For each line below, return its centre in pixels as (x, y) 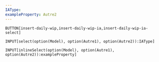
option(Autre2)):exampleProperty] (41, 54)
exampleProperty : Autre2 (31, 14)
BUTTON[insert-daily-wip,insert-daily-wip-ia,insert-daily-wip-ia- (77, 28)
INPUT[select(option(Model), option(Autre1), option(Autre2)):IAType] (80, 41)
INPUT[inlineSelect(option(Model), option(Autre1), (60, 50)
